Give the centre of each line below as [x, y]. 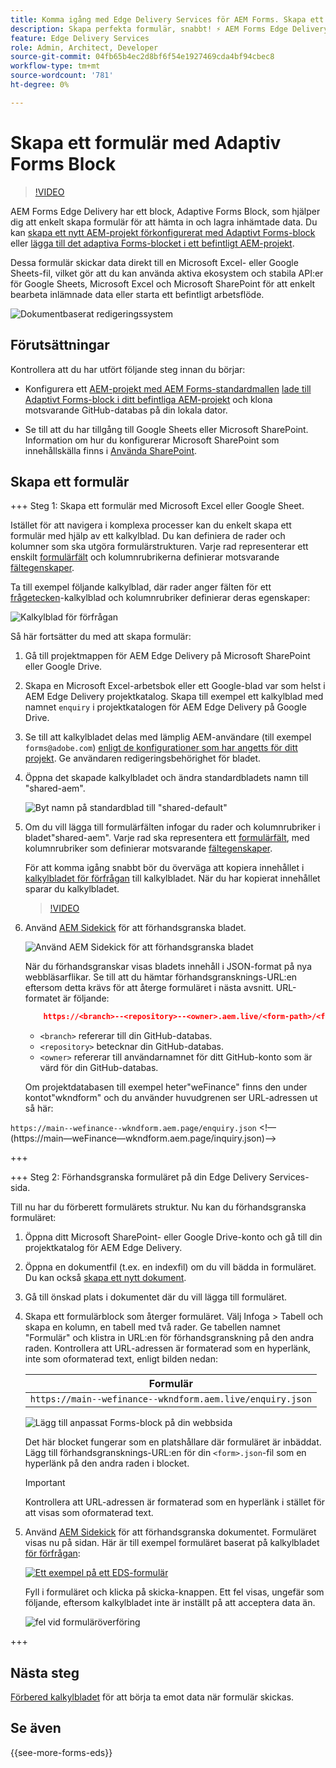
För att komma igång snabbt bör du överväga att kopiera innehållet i [164, 868]
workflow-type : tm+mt [55, 66]
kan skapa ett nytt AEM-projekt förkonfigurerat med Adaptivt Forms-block [163, 232]
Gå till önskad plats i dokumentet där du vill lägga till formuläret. [156, 1297]
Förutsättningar [60, 345]
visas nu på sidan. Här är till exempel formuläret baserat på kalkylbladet [172, 1543]
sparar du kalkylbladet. [72, 889]
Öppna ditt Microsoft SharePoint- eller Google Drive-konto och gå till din [173, 1237]
